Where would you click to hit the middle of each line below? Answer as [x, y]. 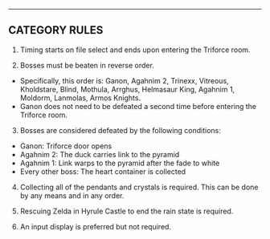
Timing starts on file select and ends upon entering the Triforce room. [135, 50]
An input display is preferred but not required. [95, 226]
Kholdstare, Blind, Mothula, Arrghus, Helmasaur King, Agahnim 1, [127, 89]
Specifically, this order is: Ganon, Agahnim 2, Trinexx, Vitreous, [124, 80]
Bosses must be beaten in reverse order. [87, 65]
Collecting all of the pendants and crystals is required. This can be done [139, 187]
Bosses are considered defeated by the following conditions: [120, 130]
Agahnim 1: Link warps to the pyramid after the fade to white [120, 163]
